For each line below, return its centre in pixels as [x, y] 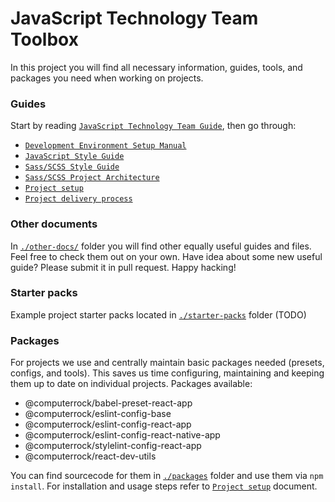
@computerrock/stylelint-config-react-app [113, 446]
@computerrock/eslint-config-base [98, 414]
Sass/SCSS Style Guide [72, 167]
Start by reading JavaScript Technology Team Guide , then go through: [153, 126]
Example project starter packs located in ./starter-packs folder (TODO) [158, 314]
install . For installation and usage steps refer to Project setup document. [164, 486]
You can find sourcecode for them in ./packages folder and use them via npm [167, 476]
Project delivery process [78, 199]
